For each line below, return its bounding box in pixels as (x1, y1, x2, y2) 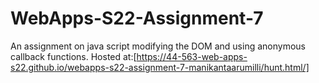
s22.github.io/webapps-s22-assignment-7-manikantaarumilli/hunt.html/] (10, 61, 310, 73)
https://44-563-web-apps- (136, 50, 248, 62)
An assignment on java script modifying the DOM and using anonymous (10, 40, 306, 52)
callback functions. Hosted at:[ (10, 50, 137, 62)
